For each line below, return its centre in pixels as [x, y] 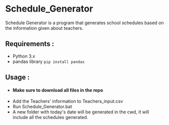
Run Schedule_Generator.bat [42, 107]
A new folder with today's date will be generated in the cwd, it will [81, 112]
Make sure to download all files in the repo [58, 90]
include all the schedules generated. [50, 117]
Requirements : [30, 44]
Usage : [18, 77]
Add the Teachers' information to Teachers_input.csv [68, 101]
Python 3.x [24, 56]
